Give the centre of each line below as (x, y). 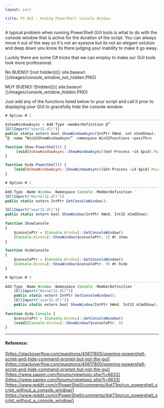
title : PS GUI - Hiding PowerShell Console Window (58, 18)
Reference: (17, 343)
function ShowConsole (27, 223)
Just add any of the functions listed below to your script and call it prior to (79, 101)
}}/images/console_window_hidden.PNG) (46, 92)
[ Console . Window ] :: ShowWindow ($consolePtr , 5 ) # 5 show (71, 237)
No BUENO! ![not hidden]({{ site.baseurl (45, 72)
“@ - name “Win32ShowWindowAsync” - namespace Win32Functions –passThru (78, 138)
